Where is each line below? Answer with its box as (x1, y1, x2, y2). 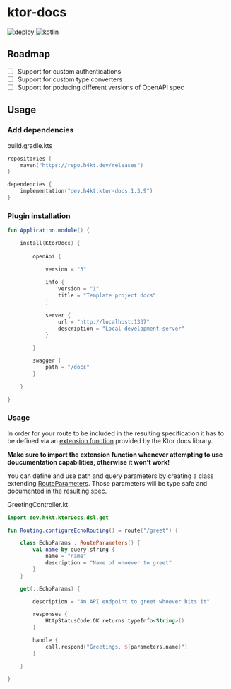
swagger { (32, 357, 61, 365)
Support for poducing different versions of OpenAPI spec (17, 83, 184, 91)
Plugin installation (7, 210, 71, 220)
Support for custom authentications (17, 67, 122, 75)
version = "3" (45, 266, 87, 273)
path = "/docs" (45, 364, 90, 371)
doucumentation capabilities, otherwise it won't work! (7, 457, 170, 466)
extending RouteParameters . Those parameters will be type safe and (7, 479, 208, 487)
